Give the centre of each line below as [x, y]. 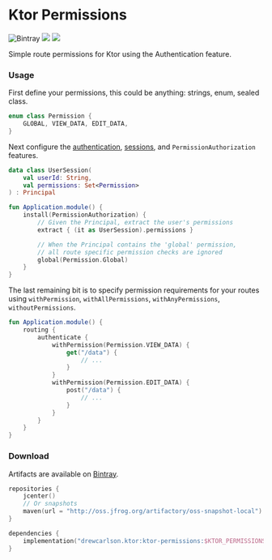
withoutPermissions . [42, 308]
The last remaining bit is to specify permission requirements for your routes [134, 290]
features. [23, 155]
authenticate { [63, 337]
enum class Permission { [50, 116]
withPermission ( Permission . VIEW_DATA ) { [121, 345]
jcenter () [40, 496]
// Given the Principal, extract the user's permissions [135, 223]
